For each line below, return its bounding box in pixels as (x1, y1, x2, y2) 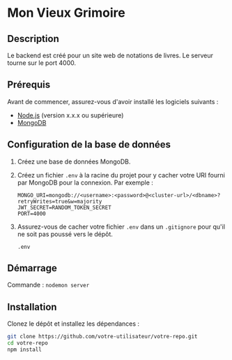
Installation (7, 301, 57, 312)
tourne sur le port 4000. (7, 59, 77, 67)
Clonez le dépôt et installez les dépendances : (7, 319, 140, 328)
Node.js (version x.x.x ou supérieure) (17, 110, 124, 120)
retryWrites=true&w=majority (17, 198, 102, 205)
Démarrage (7, 262, 57, 274)
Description (7, 33, 59, 45)
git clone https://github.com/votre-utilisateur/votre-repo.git (7, 333, 198, 340)
